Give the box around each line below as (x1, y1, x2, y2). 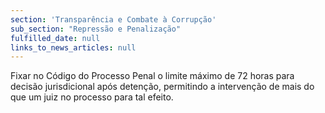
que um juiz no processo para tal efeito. (10, 91, 174, 103)
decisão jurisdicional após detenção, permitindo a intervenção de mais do (10, 81, 315, 93)
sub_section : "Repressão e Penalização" (10, 24, 182, 34)
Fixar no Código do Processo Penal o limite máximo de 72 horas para (10, 70, 295, 82)
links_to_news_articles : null (10, 42, 137, 53)
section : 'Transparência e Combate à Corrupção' (10, 14, 217, 25)
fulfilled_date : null (10, 33, 101, 43)
